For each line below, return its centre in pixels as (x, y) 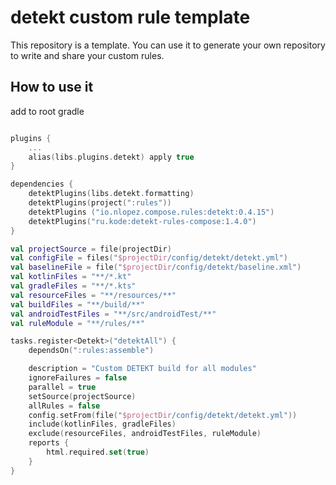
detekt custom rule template (130, 17)
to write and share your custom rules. (87, 55)
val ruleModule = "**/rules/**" (77, 323)
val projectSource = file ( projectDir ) (91, 249)
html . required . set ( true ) (98, 452)
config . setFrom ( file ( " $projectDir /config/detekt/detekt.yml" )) (163, 415)
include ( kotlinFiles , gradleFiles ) (102, 424)
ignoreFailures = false (78, 378)
